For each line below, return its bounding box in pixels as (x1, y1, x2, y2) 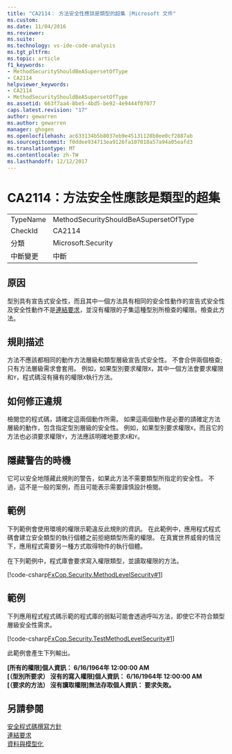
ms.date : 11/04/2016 (7, 23, 67, 30)
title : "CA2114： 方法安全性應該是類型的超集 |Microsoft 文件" (7, 10, 176, 17)
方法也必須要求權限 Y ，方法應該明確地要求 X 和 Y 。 (7, 432, 144, 441)
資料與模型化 (7, 739, 43, 748)
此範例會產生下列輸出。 (7, 648, 74, 657)
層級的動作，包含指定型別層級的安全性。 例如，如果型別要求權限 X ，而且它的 (7, 423, 224, 432)
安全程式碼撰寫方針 (7, 722, 62, 730)
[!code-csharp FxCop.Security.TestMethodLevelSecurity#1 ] (7, 634, 175, 643)
